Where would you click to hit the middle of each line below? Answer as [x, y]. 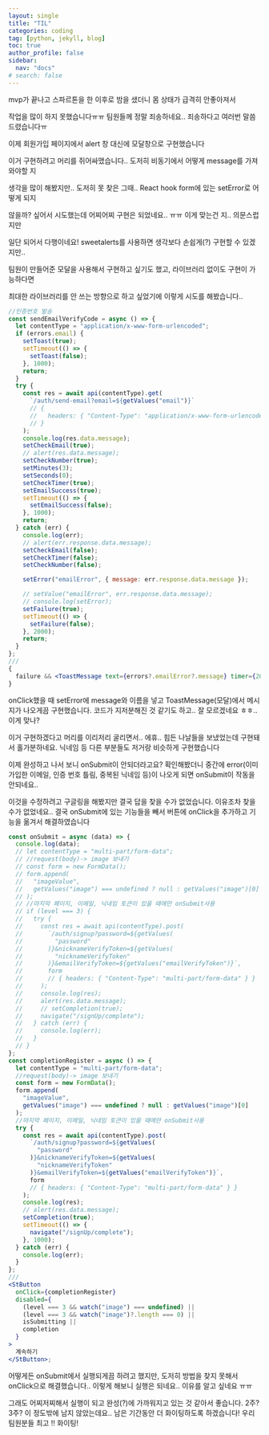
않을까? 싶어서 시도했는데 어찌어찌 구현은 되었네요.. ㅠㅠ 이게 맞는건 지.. [120, 214]
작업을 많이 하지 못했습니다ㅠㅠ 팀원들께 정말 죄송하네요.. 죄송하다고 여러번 [125, 116]
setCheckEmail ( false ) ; [60, 550]
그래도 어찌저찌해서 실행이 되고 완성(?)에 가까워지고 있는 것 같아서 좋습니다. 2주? [134, 1403]
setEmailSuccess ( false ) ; [71, 506]
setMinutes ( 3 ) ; [48, 468]
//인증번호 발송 [30, 311]
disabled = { [34, 1299]
